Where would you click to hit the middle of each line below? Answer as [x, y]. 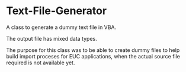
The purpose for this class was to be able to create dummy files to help [93, 50]
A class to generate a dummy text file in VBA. [61, 27]
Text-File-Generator [57, 11]
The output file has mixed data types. [52, 38]
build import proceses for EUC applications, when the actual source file [93, 56]
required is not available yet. [41, 63]
